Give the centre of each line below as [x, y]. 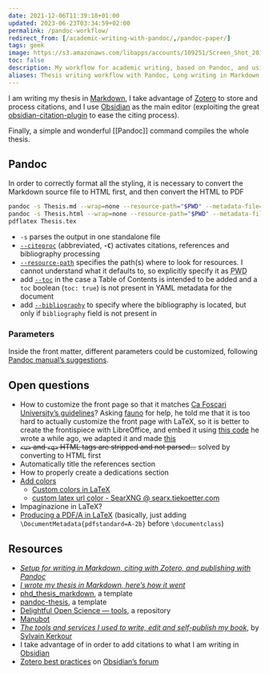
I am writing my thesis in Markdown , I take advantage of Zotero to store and [133, 98]
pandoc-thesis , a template [63, 602]
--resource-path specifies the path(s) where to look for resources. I [131, 263]
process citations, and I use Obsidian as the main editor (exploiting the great [134, 106]
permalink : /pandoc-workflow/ [59, 30]
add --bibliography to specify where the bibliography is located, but [133, 305]
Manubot [35, 619]
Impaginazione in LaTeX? [61, 507]
